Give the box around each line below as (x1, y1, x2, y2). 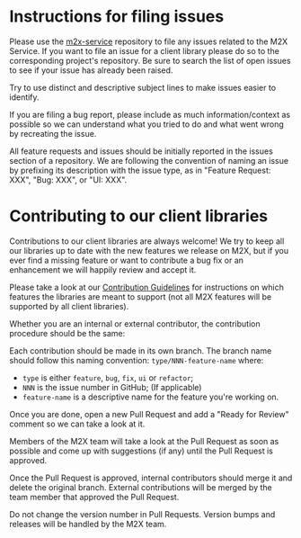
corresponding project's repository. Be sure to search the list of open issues (9, 55, 291, 66)
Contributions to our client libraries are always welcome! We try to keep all (9, 236, 285, 247)
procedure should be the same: (9, 327, 126, 338)
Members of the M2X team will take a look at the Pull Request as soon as (9, 435, 279, 446)
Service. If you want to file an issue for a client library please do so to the (9, 45, 280, 56)
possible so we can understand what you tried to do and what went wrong (9, 119, 285, 130)
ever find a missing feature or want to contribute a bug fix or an (9, 255, 244, 265)
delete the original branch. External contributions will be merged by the (9, 481, 272, 492)
